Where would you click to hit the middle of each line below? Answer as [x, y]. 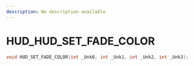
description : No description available [56, 12]
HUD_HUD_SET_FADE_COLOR [81, 41]
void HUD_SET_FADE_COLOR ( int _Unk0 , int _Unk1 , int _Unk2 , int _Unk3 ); [97, 57]
